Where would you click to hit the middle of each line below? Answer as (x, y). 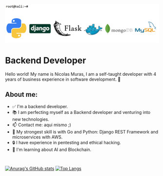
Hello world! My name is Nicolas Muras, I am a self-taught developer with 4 (81, 74)
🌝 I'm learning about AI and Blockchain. (52, 149)
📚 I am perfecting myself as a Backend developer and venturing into (81, 112)
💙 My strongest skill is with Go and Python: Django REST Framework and (85, 132)
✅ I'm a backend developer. (40, 106)
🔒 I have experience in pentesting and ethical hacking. (66, 142)
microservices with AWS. (37, 137)
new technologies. (31, 119)
